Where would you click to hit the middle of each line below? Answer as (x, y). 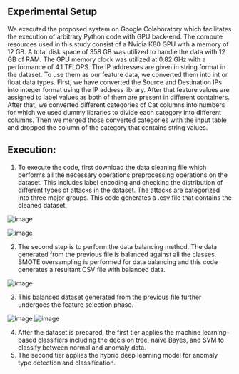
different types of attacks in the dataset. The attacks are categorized (119, 190)
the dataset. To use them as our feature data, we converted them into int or (118, 74)
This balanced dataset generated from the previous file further (110, 297)
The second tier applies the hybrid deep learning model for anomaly (118, 355)
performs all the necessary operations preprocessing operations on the (123, 175)
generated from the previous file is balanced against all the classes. (117, 254)
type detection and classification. (67, 363)
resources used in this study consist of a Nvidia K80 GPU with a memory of (118, 44)
